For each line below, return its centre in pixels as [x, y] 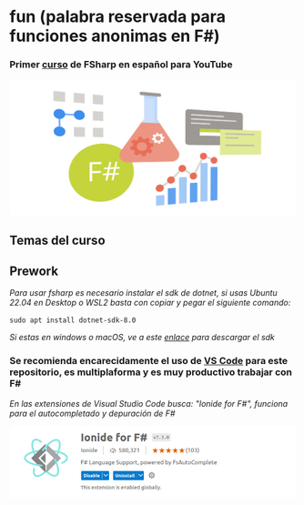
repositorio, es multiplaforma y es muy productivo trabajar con [151, 372]
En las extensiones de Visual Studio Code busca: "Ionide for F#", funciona [149, 403]
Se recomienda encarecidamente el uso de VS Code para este [149, 361]
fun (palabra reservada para [117, 17]
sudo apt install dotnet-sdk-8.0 [73, 320]
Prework [34, 271]
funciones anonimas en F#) [115, 36]
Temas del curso [58, 240]
